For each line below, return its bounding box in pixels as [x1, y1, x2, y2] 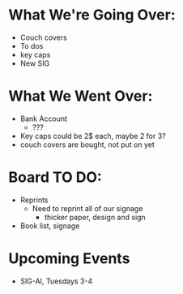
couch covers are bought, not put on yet [19, 140, 155, 149]
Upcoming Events [8, 249, 130, 267]
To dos [19, 41, 44, 50]
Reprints [19, 195, 49, 205]
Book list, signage [19, 221, 80, 231]
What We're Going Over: [8, 6, 176, 24]
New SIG [19, 58, 50, 68]
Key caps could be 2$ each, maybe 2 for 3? [19, 131, 166, 141]
